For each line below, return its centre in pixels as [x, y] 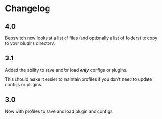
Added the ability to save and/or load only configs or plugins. [66, 70]
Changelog [28, 8]
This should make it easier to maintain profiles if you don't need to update [79, 79]
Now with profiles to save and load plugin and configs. [59, 111]
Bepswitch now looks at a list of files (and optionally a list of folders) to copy [81, 38]
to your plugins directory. [30, 43]
